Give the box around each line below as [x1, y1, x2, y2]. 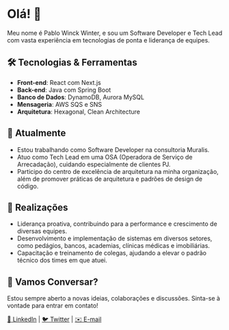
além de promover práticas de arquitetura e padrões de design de [16, 175, 203, 183]
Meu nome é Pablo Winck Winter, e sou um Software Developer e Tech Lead [7, 29, 223, 37]
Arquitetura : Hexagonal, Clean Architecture [16, 107, 140, 116]
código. [16, 181, 39, 190]
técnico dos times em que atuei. [16, 256, 108, 264]
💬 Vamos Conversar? [7, 276, 98, 288]
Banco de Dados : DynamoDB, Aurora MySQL [16, 92, 145, 101]
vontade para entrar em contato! [7, 301, 98, 310]
